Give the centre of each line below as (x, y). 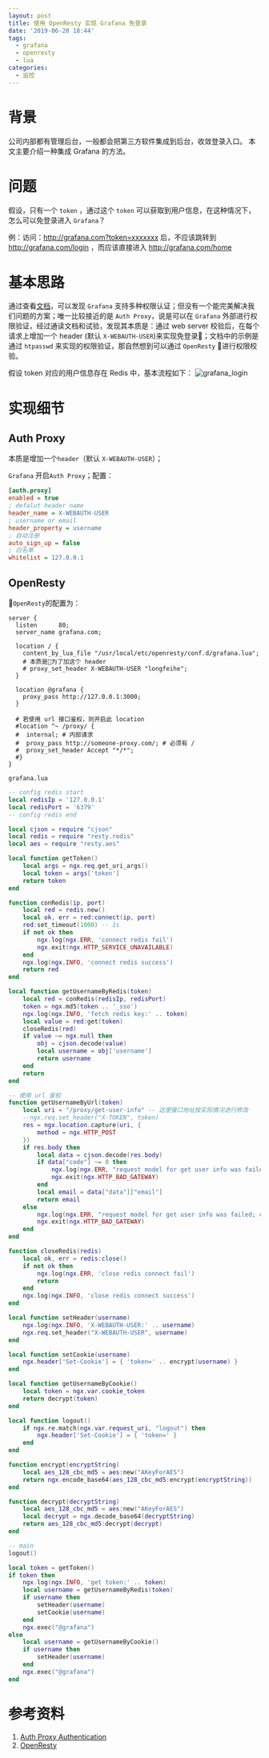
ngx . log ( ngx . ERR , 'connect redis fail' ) (105, 940)
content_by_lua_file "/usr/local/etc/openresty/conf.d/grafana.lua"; (141, 653)
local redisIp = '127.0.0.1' (57, 800)
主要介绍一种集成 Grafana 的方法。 (72, 151)
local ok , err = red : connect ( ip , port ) (89, 917)
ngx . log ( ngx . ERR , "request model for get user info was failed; (147, 1214)
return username (64, 1058)
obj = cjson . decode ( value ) (82, 1044)
